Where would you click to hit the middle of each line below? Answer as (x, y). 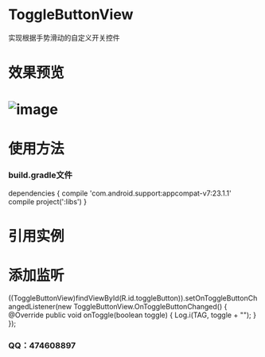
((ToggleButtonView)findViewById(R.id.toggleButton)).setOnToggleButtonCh (133, 298)
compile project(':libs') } (48, 201)
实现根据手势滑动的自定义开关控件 (64, 37)
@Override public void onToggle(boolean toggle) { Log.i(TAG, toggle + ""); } (132, 315)
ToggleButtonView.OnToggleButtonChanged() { (150, 306)
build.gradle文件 (41, 175)
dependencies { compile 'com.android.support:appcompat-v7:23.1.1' (120, 193)
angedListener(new (40, 306)
